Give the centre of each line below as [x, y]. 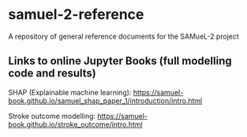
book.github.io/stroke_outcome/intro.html [76, 124]
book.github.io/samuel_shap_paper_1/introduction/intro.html [105, 101]
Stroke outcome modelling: [52, 116]
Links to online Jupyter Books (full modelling [120, 61]
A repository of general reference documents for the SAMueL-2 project [123, 36]
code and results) [52, 74]
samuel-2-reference [76, 15]
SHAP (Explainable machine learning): [70, 92]
